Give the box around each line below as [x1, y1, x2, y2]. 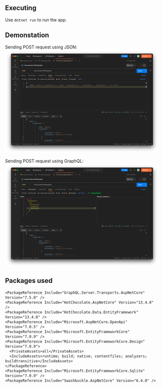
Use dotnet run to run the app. [5, 17, 67, 22]
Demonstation [5, 31, 49, 40]
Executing [5, 4, 37, 12]
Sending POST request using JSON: [5, 44, 77, 50]
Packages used [5, 277, 53, 285]
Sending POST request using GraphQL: [5, 158, 84, 164]
